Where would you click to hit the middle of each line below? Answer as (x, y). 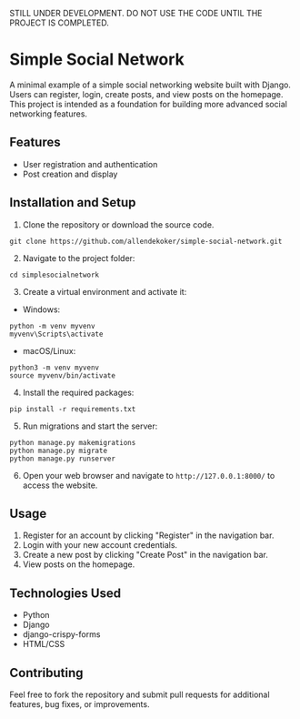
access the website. (60, 485)
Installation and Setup (73, 203)
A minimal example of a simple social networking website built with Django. (150, 85)
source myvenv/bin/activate (63, 375)
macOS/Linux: (49, 350)
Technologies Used (65, 593)
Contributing (46, 673)
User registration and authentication (90, 164)
